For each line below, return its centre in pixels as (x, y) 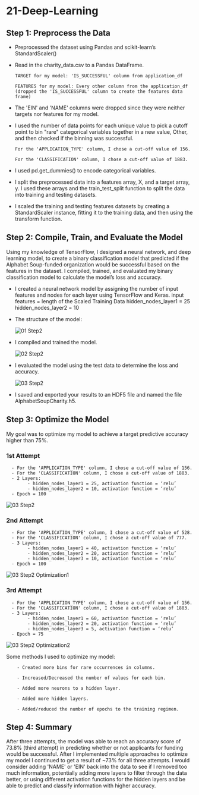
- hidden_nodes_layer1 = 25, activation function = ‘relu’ (102, 483)
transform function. (38, 219)
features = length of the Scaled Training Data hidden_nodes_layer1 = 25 (102, 301)
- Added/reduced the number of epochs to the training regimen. (98, 709)
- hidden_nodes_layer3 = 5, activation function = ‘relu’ (101, 629)
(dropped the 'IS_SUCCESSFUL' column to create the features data (99, 92)
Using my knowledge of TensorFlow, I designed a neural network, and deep (99, 252)
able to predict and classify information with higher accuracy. (81, 785)
